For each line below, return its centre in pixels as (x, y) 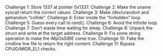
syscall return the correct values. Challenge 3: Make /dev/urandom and (77, 12)
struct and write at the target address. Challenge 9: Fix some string (73, 33)
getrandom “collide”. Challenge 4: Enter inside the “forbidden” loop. (73, 17)
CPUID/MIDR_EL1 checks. (31, 49)
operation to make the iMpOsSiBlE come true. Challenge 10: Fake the (75, 38)
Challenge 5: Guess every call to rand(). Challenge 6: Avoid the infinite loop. (82, 23)
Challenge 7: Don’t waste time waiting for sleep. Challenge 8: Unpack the (79, 28)
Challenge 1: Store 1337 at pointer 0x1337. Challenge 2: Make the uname (78, 7)
